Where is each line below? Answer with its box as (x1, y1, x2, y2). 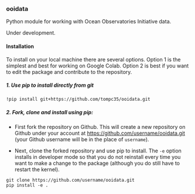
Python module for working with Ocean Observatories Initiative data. (6, 18, 172, 25)
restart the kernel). (14, 166, 60, 173)
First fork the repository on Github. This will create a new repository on (14, 124, 186, 131)
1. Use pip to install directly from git (6, 81, 94, 89)
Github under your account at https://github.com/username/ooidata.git (14, 130, 186, 137)
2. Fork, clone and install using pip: (6, 109, 94, 116)
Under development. (6, 29, 56, 36)
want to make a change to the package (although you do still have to (14, 160, 180, 167)
